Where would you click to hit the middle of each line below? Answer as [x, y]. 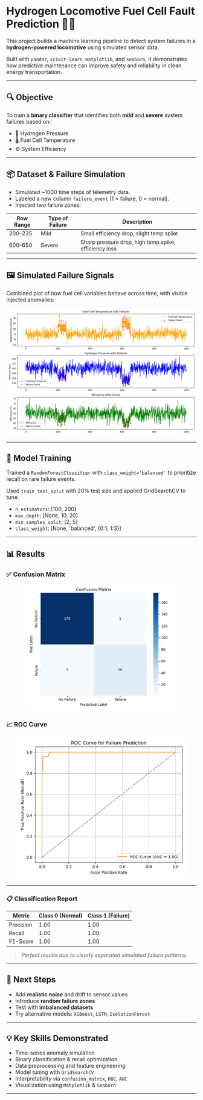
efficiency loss [98, 248]
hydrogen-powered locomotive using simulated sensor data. [83, 47]
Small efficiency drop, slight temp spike [129, 233]
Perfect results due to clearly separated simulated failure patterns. [104, 955]
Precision [20, 924]
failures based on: [29, 121]
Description [137, 221]
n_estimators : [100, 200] [46, 509]
